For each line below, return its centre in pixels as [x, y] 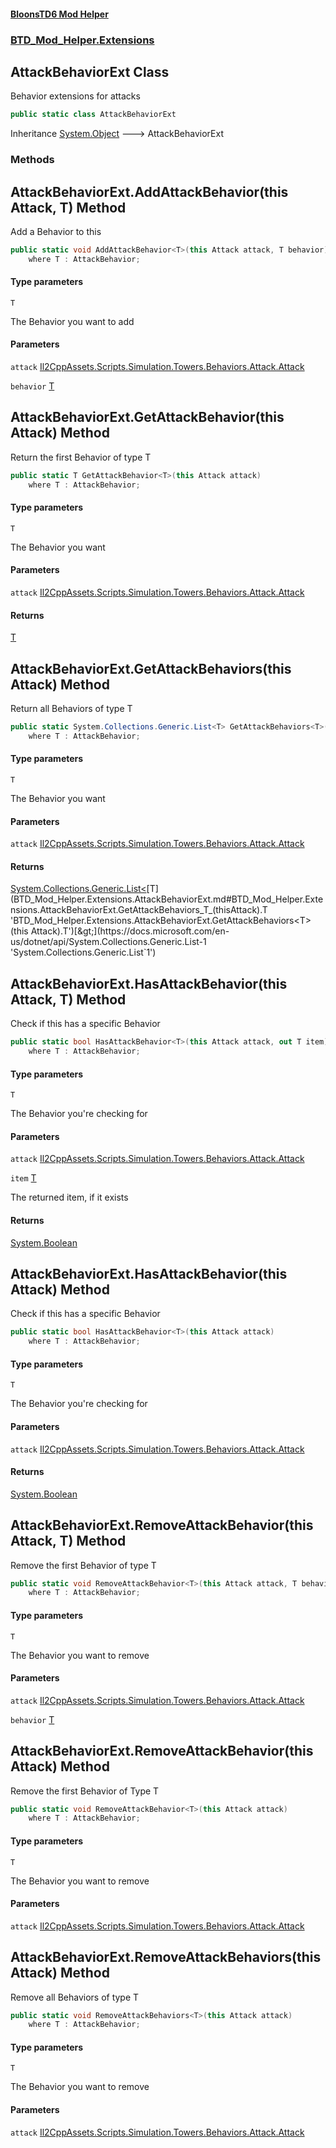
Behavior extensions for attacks [75, 96]
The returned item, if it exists [69, 1197]
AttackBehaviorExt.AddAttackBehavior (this [149, 191]
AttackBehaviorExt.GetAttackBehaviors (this [151, 668]
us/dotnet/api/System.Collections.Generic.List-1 [108, 942]
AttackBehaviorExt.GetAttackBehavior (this [147, 417]
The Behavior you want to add [72, 321]
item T [23, 1178]
